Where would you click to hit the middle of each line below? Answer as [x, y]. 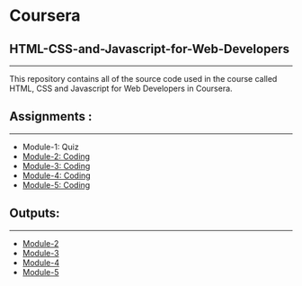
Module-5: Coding [56, 184]
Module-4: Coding [57, 175]
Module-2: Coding [56, 156]
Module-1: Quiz [50, 147]
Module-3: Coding [56, 165]
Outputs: [35, 214]
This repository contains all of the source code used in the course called [143, 79]
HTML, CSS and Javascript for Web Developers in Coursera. [121, 88]
